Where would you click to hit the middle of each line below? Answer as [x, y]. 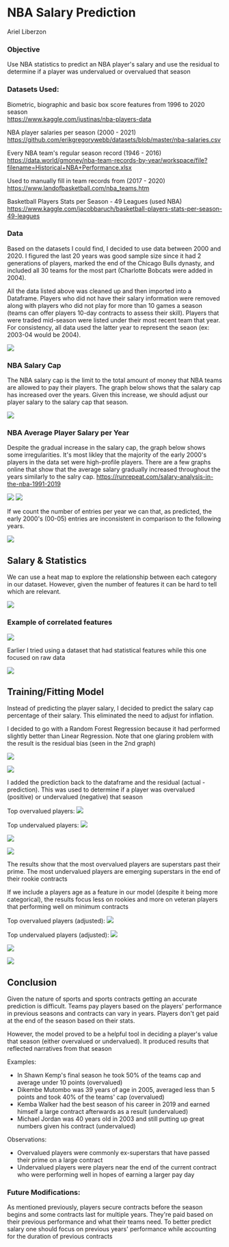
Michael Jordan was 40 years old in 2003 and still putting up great [111, 1119]
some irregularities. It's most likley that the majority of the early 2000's [107, 455]
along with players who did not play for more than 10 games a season [105, 305]
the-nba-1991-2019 [34, 484]
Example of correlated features [60, 622]
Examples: [22, 1062]
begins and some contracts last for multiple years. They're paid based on [110, 1215]
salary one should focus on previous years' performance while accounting [112, 1229]
